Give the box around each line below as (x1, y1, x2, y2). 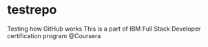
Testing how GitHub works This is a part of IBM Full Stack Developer (7, 25, 201, 33)
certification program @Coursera (7, 31, 101, 40)
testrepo (7, 2, 57, 18)
